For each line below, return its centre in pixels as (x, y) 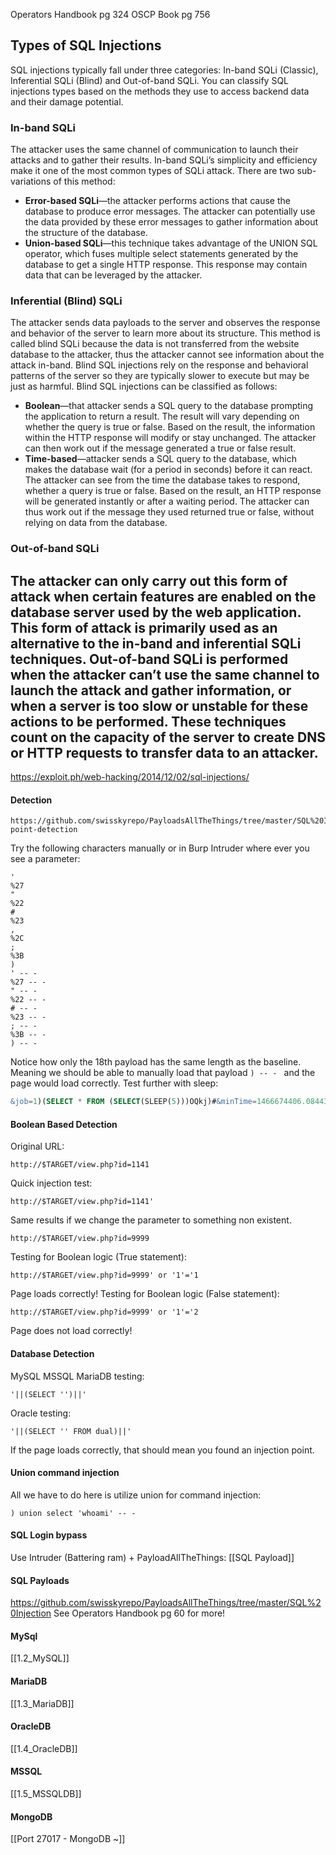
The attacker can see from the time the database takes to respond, (162, 480)
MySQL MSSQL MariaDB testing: (77, 1376)
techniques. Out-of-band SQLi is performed (149, 659)
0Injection (31, 1613)
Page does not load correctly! (71, 1331)
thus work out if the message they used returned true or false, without (169, 512)
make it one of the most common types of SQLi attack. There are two (152, 171)
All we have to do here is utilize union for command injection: (136, 1495)
